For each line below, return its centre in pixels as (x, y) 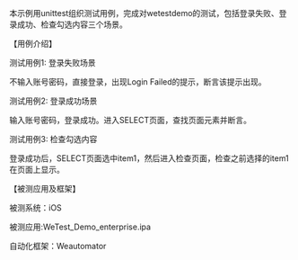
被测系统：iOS (36, 208)
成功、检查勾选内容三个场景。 (72, 24)
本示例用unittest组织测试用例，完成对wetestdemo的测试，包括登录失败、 (145, 13)
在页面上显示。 (37, 170)
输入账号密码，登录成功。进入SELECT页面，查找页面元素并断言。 (130, 120)
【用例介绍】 (33, 44)
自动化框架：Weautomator (58, 246)
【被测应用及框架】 (45, 188)
